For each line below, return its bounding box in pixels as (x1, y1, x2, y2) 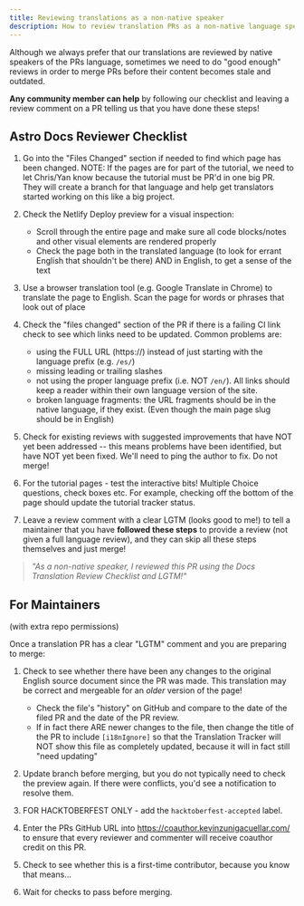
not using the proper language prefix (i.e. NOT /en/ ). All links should (35, 375, 290, 386)
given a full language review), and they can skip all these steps (22, 534, 257, 545)
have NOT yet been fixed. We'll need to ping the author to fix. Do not (22, 450, 279, 462)
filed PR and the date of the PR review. (35, 712, 179, 723)
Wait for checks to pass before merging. (22, 887, 173, 898)
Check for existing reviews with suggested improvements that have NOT (22, 431, 292, 442)
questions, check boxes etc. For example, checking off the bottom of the (22, 487, 294, 498)
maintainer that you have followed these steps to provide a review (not (22, 525, 288, 535)
